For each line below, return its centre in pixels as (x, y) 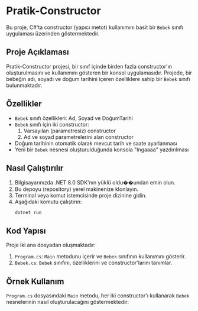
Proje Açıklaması (38, 52)
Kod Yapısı (26, 231)
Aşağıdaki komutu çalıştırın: (48, 202)
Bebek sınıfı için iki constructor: (52, 124)
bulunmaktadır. (24, 85)
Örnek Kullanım (35, 281)
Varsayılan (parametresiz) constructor (70, 131)
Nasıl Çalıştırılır (35, 168)
